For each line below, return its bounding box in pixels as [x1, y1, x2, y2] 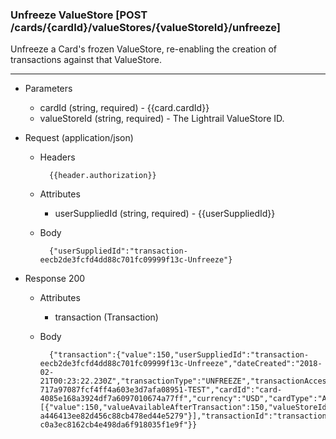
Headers [39, 151, 76, 163]
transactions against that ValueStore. [10, 54, 163, 66]
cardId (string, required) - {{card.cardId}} [39, 102, 210, 114]
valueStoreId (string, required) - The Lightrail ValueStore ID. [39, 113, 285, 125]
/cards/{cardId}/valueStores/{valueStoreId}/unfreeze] [10, 20, 282, 34]
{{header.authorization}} [48, 171, 157, 181]
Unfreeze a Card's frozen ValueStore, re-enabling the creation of [10, 43, 278, 55]
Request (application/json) [24, 132, 134, 144]
